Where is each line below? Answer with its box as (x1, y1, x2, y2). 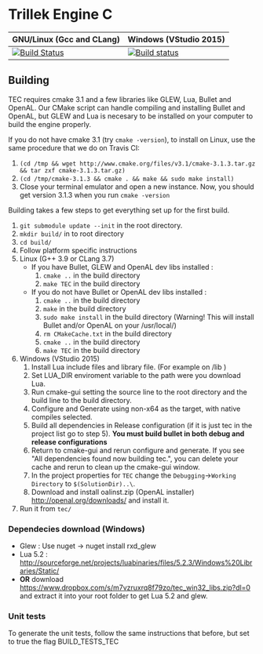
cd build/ (19, 238, 53, 246)
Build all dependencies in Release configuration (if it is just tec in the (31, 420, 253, 430)
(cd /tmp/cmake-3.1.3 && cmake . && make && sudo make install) (19, 175, 235, 183)
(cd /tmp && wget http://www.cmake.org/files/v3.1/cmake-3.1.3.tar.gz (19, 159, 256, 168)
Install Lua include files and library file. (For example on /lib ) (31, 362, 227, 372)
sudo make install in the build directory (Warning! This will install (42, 312, 254, 322)
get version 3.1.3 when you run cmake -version (19, 190, 170, 199)
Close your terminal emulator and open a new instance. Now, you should (19, 182, 254, 191)
